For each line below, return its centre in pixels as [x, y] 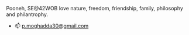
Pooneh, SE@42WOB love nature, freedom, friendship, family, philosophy [94, 8]
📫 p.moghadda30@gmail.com [51, 26]
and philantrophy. [27, 14]
